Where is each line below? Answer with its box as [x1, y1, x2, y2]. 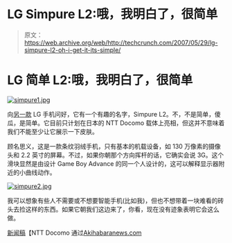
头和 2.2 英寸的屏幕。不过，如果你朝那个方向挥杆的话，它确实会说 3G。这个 [7, 151, 224, 159]
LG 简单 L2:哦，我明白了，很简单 [7, 72, 193, 88]
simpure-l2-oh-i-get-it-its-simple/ [24, 46, 121, 54]
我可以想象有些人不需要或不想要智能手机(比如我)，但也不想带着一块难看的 [7, 196, 218, 205]
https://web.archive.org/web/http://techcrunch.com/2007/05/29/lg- [24, 38, 218, 47]
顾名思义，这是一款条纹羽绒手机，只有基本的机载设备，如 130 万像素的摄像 [7, 142, 222, 150]
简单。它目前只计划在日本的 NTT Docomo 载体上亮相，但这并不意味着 [25, 119, 225, 127]
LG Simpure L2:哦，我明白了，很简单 [7, 6, 218, 22]
